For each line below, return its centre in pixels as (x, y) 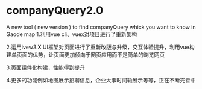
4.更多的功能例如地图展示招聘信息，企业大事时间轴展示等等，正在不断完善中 (101, 80)
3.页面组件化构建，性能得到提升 (46, 67)
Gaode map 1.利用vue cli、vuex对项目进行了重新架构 (72, 34)
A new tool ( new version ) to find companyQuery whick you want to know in (101, 27)
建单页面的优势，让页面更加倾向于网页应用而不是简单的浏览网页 (85, 54)
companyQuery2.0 (55, 11)
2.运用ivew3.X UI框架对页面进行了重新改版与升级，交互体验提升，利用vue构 (100, 47)
